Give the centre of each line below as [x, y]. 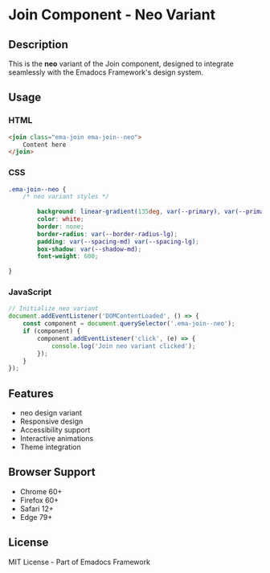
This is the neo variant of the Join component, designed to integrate [121, 63]
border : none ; [61, 227]
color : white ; [61, 219]
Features [31, 393]
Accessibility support [55, 430]
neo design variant [51, 413]
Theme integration [51, 447]
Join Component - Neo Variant [112, 15]
